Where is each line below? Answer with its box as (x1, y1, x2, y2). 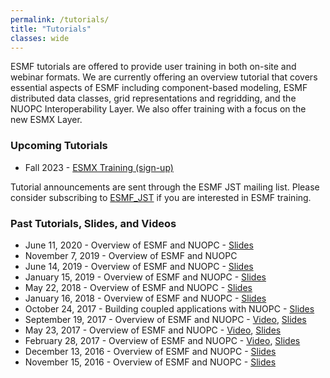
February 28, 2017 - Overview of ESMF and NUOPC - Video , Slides (24, 334, 301, 346)
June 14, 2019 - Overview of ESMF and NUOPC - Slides (24, 260, 254, 272)
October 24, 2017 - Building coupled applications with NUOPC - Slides (24, 302, 315, 315)
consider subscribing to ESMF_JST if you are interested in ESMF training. (10, 191, 312, 203)
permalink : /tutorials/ (10, 14, 110, 25)
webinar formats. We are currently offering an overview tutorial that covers (10, 71, 318, 83)
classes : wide (10, 33, 70, 43)
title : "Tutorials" (10, 24, 92, 34)
